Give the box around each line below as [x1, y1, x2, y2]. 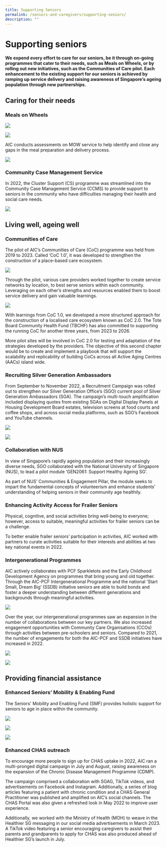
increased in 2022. [5, 640, 44, 646]
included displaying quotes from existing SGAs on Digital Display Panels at [5, 399, 158, 405]
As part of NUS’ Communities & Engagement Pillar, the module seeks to [5, 478, 152, 484]
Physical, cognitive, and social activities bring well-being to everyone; [5, 513, 149, 519]
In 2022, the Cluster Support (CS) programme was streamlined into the [5, 180, 151, 186]
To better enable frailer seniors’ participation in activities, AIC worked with [5, 533, 158, 539]
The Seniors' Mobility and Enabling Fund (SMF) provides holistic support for [5, 700, 161, 706]
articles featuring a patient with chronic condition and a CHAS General [5, 789, 150, 795]
